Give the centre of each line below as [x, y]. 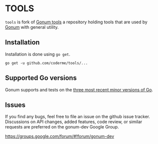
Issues [15, 105]
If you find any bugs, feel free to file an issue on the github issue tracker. [78, 117]
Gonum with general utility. [32, 27]
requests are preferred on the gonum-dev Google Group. [62, 127]
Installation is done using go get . [38, 54]
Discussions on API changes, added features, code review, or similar [74, 122]
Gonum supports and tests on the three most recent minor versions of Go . [79, 90]
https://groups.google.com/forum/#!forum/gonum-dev [60, 136]
